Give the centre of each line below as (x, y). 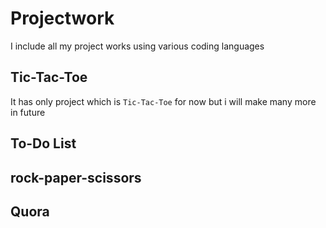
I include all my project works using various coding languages (137, 46)
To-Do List (43, 143)
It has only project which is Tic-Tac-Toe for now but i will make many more (163, 101)
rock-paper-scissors (76, 177)
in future (28, 112)
